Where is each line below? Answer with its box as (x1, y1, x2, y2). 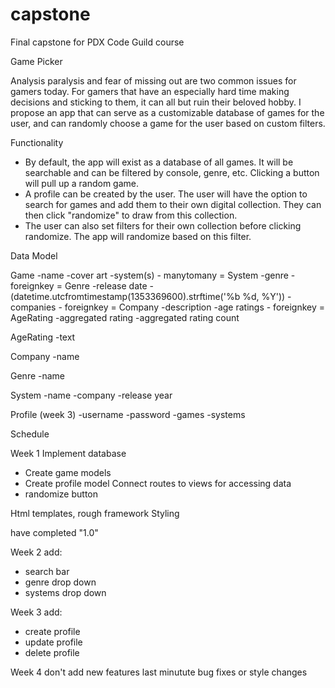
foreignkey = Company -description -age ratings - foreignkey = (64, 301, 326, 313)
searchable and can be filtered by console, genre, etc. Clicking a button (24, 166, 320, 178)
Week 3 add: (10, 606, 63, 618)
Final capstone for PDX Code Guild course (10, 36, 185, 48)
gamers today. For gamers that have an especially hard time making (10, 85, 290, 97)
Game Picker (10, 55, 63, 67)
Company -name (10, 350, 80, 362)
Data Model (10, 249, 58, 262)
